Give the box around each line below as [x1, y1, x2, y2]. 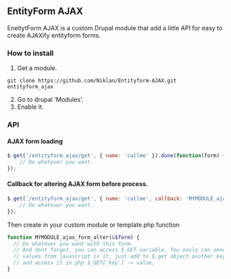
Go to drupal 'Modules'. [16, 96, 84, 104]
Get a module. [16, 64, 57, 72]
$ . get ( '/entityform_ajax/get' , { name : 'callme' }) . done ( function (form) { [7, 152, 226, 159]
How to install [7, 48, 54, 58]
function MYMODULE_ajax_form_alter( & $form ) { [7, 234, 140, 240]
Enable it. [16, 103, 44, 111]
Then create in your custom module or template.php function [7, 220, 180, 229]
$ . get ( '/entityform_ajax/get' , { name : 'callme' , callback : [7, 196, 184, 203]
